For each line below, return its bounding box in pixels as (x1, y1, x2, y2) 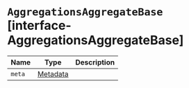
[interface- (7, 18, 72, 33)
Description (75, 58, 115, 67)
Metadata (37, 69, 69, 78)
